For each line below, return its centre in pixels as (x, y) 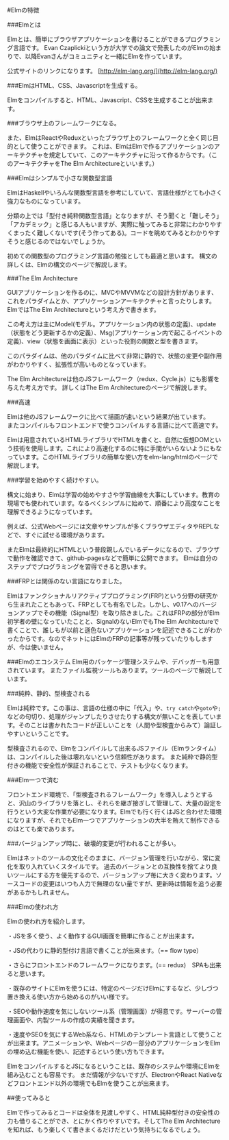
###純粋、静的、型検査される (49, 693)
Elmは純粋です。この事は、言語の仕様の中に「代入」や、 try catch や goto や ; (114, 708)
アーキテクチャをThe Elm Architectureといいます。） (85, 163)
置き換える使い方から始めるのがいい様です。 (70, 997)
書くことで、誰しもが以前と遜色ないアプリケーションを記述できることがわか (114, 630)
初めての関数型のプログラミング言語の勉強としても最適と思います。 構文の (112, 256)
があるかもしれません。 (40, 892)
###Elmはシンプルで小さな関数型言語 (60, 178)
